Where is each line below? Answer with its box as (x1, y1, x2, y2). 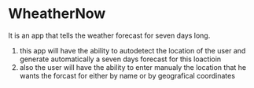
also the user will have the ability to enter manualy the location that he (19, 62, 246, 71)
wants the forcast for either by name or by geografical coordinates (19, 71, 236, 80)
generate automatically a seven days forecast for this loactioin (19, 54, 222, 64)
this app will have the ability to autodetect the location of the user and (19, 46, 246, 55)
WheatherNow (8, 5, 106, 23)
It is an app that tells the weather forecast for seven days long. (8, 31, 211, 40)
